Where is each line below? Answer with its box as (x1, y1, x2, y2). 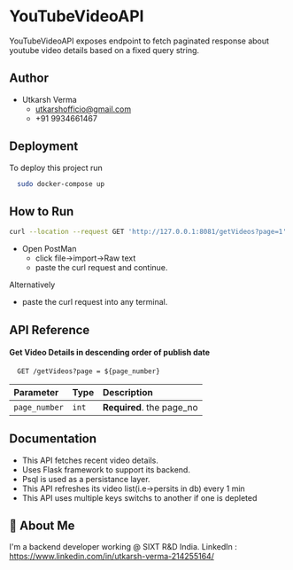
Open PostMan (21, 244, 77, 254)
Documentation (9, 432, 97, 447)
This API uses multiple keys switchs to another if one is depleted (21, 492, 258, 503)
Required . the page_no (102, 401, 198, 413)
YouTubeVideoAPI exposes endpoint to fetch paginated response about (9, 35, 270, 46)
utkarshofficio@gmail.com (35, 104, 132, 114)
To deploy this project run (9, 162, 104, 173)
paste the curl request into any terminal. (21, 297, 168, 308)
